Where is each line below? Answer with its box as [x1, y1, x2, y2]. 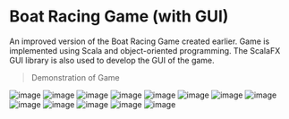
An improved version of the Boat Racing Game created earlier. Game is [9, 36, 270, 47]
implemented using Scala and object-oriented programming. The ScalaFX [9, 45, 281, 55]
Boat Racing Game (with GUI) [9, 6, 229, 27]
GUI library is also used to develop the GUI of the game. [9, 55, 215, 65]
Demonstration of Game [30, 72, 120, 82]
